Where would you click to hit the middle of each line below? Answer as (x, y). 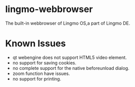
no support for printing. (37, 78)
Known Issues (36, 43)
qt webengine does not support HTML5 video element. (70, 57)
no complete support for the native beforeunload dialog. (71, 68)
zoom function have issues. (41, 73)
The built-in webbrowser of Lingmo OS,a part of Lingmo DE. (68, 23)
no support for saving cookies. (44, 63)
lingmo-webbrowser (49, 9)
